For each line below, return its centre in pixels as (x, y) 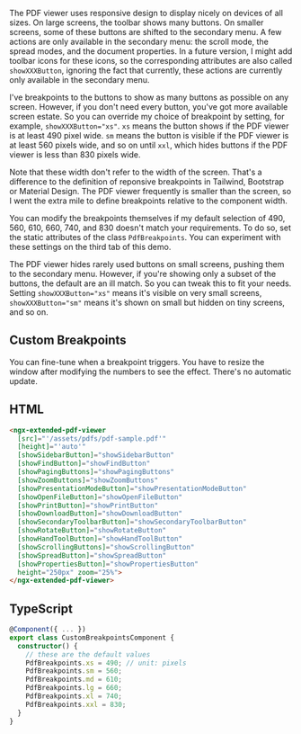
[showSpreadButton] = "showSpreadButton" (92, 555)
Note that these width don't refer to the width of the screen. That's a (136, 172)
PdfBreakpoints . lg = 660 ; (74, 688)
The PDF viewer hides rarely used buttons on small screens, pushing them (147, 264)
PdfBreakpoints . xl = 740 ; (74, 696)
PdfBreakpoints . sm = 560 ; (74, 671)
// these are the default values (88, 654)
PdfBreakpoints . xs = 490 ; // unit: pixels (106, 663)
